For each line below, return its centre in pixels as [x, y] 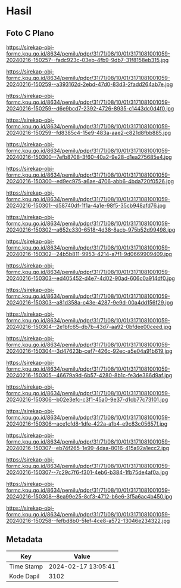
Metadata [24, 539]
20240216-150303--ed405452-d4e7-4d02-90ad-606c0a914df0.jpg [91, 278]
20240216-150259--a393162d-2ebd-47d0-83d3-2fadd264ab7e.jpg [90, 84]
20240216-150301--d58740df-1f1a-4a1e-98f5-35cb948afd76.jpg [86, 205]
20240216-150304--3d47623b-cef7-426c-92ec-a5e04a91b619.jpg [89, 351]
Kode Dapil [24, 576]
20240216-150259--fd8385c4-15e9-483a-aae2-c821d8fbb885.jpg [89, 133]
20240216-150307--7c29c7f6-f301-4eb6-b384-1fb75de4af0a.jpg [87, 472]
